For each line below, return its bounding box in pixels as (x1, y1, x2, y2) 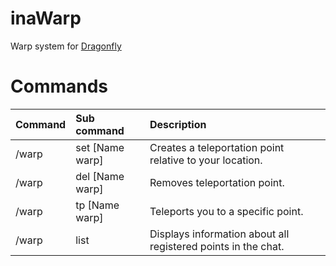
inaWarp (10, 7, 82, 30)
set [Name (75, 140, 125, 154)
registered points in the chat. (149, 239, 285, 253)
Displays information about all (149, 227, 290, 241)
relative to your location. (149, 153, 263, 167)
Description (149, 117, 207, 131)
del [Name (75, 169, 125, 183)
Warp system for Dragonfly (10, 40, 122, 52)
